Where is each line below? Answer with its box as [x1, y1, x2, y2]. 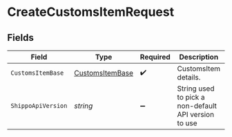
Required [139, 53, 171, 62]
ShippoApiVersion [10, 102, 68, 109]
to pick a [177, 93, 205, 102]
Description [179, 53, 219, 62]
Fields [7, 32, 35, 44]
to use [177, 118, 198, 128]
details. [177, 73, 201, 82]
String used [177, 84, 215, 93]
